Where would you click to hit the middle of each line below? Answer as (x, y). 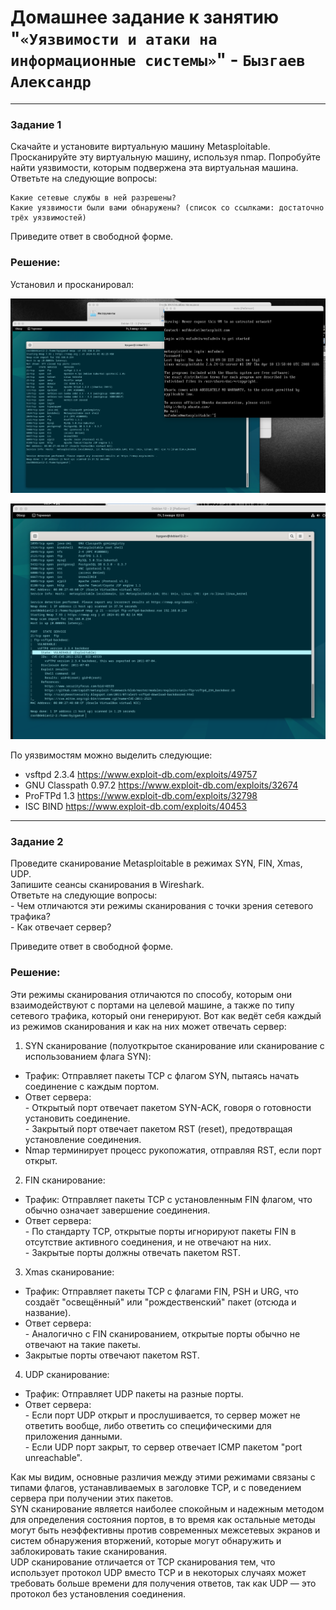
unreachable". (53, 1457)
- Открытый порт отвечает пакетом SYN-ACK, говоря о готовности (168, 1107)
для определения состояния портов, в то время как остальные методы (163, 1519)
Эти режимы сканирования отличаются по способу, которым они (151, 994)
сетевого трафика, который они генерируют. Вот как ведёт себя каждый (166, 1015)
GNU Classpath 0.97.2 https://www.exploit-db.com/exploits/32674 (161, 785)
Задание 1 (36, 124)
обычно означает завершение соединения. (117, 1210)
